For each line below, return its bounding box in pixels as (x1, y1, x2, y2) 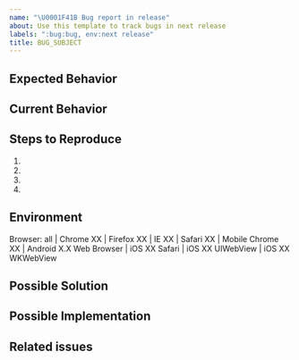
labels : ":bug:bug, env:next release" (9, 29, 154, 38)
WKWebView (9, 252, 57, 264)
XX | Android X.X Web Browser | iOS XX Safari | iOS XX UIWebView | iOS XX (9, 243, 290, 254)
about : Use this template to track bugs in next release (9, 21, 226, 30)
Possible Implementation (9, 309, 151, 324)
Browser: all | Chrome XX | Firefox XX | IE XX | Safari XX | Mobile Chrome (9, 233, 279, 244)
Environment (9, 210, 83, 225)
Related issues (9, 339, 93, 354)
